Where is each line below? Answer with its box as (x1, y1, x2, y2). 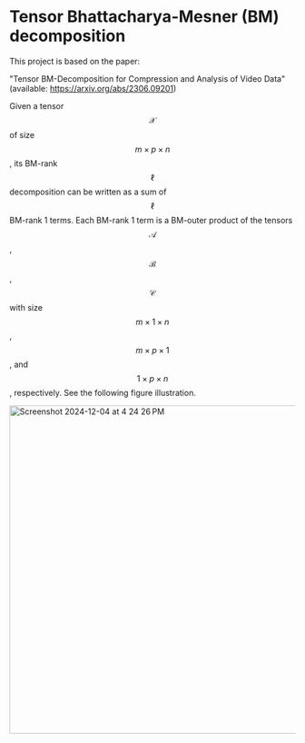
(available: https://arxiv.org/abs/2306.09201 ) (9, 83, 177, 94)
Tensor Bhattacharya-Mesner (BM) (9, 6, 280, 27)
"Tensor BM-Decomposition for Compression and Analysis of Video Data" (9, 73, 286, 84)
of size (9, 129, 34, 140)
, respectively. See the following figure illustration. (9, 387, 197, 398)
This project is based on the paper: (9, 55, 141, 66)
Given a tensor (9, 100, 64, 111)
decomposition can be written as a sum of (9, 186, 167, 197)
